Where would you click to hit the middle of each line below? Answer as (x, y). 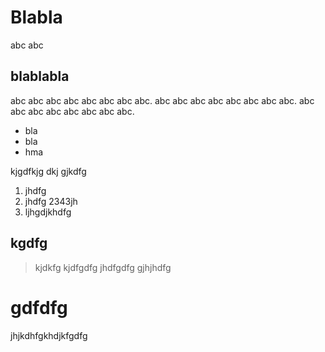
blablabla (40, 76)
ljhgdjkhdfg (48, 212)
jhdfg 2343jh (51, 201)
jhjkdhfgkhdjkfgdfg (49, 335)
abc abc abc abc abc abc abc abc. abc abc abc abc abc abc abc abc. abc (162, 100)
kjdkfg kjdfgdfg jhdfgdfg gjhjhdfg (103, 267)
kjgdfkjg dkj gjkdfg (48, 171)
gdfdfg (39, 307)
